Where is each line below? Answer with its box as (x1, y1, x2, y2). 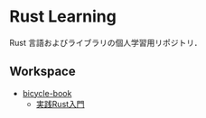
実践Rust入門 (35, 98, 85, 109)
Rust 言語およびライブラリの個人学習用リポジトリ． (9, 37, 202, 48)
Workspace (9, 64, 76, 79)
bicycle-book (22, 87, 72, 98)
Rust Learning (9, 6, 117, 27)
